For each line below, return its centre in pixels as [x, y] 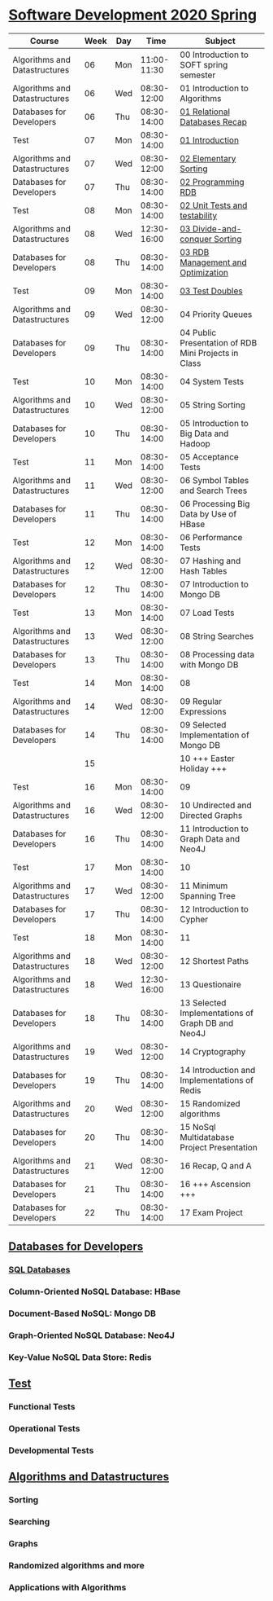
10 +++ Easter [208, 758]
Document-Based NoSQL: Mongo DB [82, 1313]
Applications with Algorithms [67, 1588]
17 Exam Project [212, 1212]
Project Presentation [219, 1147]
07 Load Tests [207, 613]
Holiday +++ [204, 768]
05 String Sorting [213, 405]
